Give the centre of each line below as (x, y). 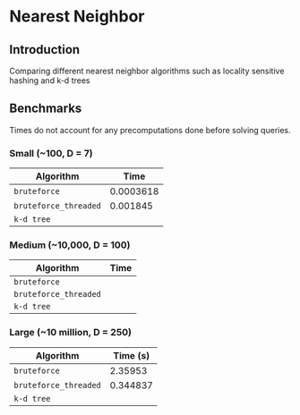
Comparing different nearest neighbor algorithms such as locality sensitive (147, 71)
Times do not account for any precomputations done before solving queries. (150, 130)
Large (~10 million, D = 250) (71, 333)
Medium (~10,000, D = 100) (70, 245)
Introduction (45, 50)
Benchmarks (46, 109)
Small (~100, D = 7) (51, 153)
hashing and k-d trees (50, 80)
